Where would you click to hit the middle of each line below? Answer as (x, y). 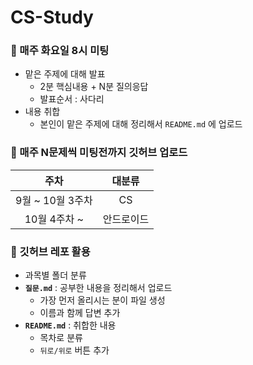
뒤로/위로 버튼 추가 (74, 350)
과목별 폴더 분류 (55, 275)
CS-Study (52, 17)
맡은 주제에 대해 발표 (65, 74)
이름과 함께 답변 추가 (80, 313)
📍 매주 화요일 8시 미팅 (60, 51)
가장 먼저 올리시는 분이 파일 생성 (102, 300)
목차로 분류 (61, 338)
